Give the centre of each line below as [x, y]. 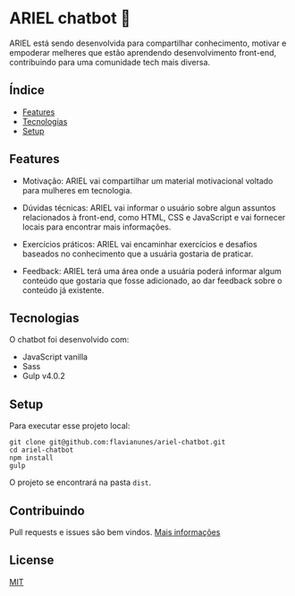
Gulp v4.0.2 [43, 376]
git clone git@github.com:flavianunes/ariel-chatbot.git [118, 443]
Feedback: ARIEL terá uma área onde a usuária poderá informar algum [152, 271]
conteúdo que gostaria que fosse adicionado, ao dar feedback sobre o [152, 281]
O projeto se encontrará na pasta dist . [80, 482]
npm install [31, 458]
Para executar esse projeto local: [70, 426]
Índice [27, 90]
